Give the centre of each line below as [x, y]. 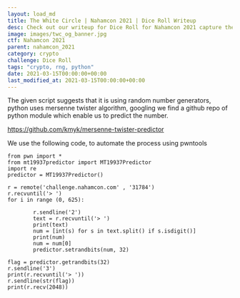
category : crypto [33, 54]
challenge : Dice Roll [40, 61]
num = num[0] [52, 244]
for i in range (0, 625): [46, 200]
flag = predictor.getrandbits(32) [59, 262]
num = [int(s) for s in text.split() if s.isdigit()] [115, 231]
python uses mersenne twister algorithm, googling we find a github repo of [118, 108]
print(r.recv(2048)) [38, 287]
